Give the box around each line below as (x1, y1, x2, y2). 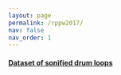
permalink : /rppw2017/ (8, 19, 84, 27)
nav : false (8, 26, 45, 34)
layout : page (8, 11, 52, 20)
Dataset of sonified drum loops (8, 58, 113, 67)
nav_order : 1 (8, 33, 52, 42)
